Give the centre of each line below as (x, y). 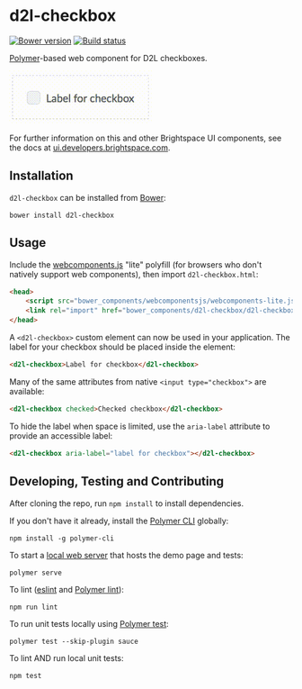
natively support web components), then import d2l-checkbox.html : (134, 274)
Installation (41, 176)
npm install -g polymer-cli (62, 538)
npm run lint (34, 607)
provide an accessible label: (61, 435)
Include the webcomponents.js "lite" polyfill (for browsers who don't (136, 264)
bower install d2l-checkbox (62, 215)
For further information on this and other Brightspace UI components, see (146, 138)
